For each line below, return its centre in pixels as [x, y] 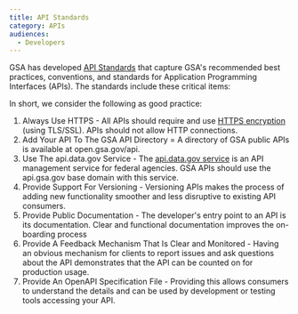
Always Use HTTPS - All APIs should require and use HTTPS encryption [154, 121]
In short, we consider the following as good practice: [106, 104]
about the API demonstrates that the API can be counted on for [137, 262]
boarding [39, 234]
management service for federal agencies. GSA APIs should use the [146, 168]
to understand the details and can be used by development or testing [149, 291]
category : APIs [37, 26]
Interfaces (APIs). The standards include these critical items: [120, 86]
